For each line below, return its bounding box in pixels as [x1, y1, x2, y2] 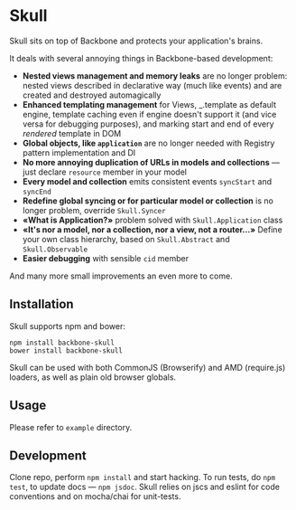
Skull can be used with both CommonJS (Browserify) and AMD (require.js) [9, 362, 286, 373]
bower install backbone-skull [9, 345, 124, 355]
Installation [9, 297, 74, 312]
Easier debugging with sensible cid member [22, 252, 190, 263]
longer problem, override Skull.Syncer [22, 204, 166, 215]
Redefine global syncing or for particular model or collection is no [22, 195, 273, 206]
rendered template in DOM [22, 127, 122, 138]
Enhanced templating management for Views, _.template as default [22, 99, 277, 109]
